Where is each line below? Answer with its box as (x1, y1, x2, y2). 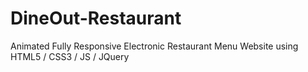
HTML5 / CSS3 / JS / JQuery (10, 50, 130, 62)
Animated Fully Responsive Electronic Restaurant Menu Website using (10, 40, 299, 52)
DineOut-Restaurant (10, 7, 182, 30)
